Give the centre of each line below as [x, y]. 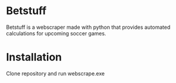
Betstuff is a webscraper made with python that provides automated [88, 27]
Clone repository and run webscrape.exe [55, 73]
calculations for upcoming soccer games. [56, 33]
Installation [34, 57]
